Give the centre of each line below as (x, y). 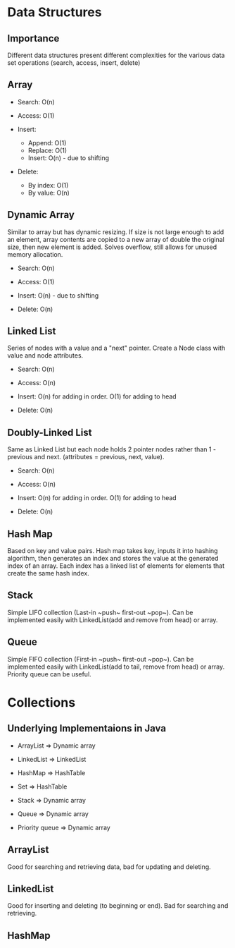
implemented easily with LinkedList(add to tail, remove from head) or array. (116, 667)
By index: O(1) (48, 185)
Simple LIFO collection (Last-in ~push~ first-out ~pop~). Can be (100, 612)
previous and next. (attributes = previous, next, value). (86, 457)
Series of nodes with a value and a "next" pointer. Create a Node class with (116, 348)
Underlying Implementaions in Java (87, 728)
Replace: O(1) (47, 150)
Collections (42, 702)
